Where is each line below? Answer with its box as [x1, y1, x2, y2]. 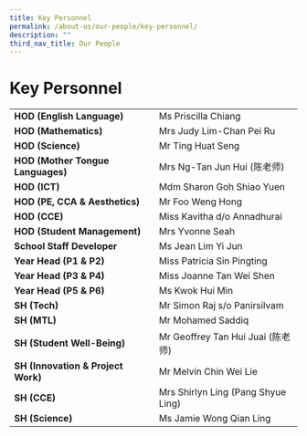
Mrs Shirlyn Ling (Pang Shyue [158, 386, 286, 399]
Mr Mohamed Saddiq [158, 314, 249, 327]
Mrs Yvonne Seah [158, 225, 236, 238]
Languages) [14, 166, 68, 179]
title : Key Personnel [9, 13, 92, 23]
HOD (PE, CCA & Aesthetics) [14, 195, 140, 208]
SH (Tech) [14, 299, 59, 312]
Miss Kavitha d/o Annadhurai [158, 211, 283, 223]
